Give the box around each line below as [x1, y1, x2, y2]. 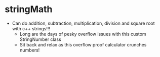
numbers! [19, 47, 40, 53]
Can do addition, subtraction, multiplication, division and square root [12, 20, 155, 26]
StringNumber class [19, 36, 61, 42]
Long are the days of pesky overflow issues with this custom [19, 31, 146, 37]
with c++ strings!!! [12, 25, 50, 31]
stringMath [5, 4, 53, 15]
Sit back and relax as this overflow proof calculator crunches [19, 41, 147, 47]
